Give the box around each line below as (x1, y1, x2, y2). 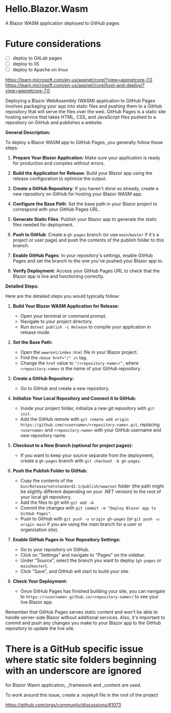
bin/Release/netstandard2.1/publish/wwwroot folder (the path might (20, 483, 164, 490)
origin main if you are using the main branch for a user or (20, 521, 142, 527)
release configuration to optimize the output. (12, 175, 107, 182)
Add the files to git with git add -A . (20, 499, 95, 505)
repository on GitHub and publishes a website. (5, 119, 103, 126)
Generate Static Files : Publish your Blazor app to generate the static (12, 216, 157, 222)
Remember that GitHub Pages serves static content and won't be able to (5, 609, 158, 615)
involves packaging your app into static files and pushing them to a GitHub (5, 103, 162, 109)
